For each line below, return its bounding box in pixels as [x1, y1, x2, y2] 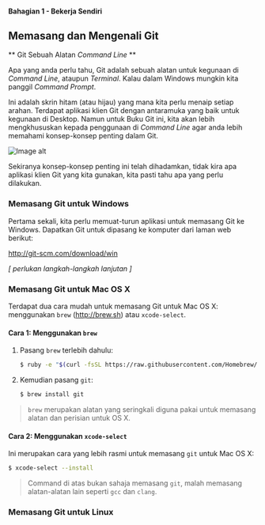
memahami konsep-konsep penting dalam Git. [8, 131, 159, 141]
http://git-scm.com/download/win [8, 248, 119, 258]
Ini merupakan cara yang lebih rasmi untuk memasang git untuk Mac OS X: [8, 449, 255, 459]
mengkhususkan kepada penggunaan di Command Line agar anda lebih [8, 123, 243, 132]
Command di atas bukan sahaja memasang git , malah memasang [27, 478, 243, 488]
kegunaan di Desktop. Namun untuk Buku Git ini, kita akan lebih [8, 115, 215, 124]
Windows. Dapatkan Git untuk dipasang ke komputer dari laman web [8, 225, 232, 234]
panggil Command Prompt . [8, 82, 97, 92]
